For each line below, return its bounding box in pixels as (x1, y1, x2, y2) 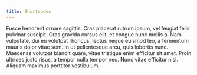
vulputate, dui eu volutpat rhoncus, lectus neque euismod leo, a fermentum (6, 37, 189, 44)
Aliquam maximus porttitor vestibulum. (6, 62, 100, 69)
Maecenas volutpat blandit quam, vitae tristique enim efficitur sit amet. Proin (6, 49, 192, 56)
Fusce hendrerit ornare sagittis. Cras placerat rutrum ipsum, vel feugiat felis (6, 25, 190, 32)
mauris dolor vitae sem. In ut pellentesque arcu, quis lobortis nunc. (6, 43, 168, 50)
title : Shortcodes (6, 8, 51, 15)
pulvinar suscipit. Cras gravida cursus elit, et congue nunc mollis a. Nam (6, 30, 182, 38)
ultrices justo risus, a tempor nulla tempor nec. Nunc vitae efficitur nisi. (6, 56, 179, 63)
